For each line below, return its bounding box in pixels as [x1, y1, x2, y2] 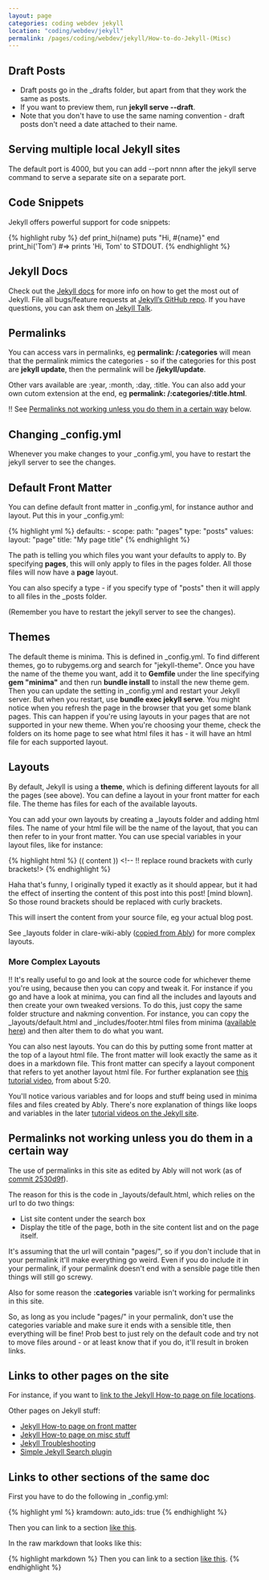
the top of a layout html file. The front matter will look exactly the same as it [8, 1050, 258, 1059]
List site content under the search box [19, 1214, 146, 1223]
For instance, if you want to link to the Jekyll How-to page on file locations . [8, 1390, 256, 1400]
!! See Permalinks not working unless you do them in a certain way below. [8, 404, 252, 414]
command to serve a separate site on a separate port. [8, 172, 186, 182]
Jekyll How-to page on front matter [19, 1422, 137, 1431]
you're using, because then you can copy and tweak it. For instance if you [8, 983, 253, 993]
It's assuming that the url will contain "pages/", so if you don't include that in [8, 1246, 261, 1256]
